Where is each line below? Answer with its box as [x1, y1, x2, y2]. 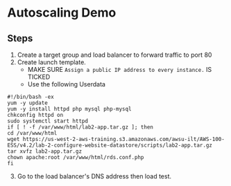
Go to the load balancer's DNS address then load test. [17, 172, 172, 180]
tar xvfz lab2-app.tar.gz [7, 148, 82, 155]
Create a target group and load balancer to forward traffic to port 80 [17, 50, 212, 59]
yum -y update [7, 100, 49, 106]
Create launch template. [17, 58, 87, 66]
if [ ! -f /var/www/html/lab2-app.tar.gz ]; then [7, 124, 154, 131]
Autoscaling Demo [7, 5, 117, 21]
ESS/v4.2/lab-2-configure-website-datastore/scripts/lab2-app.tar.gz [7, 142, 213, 149]
